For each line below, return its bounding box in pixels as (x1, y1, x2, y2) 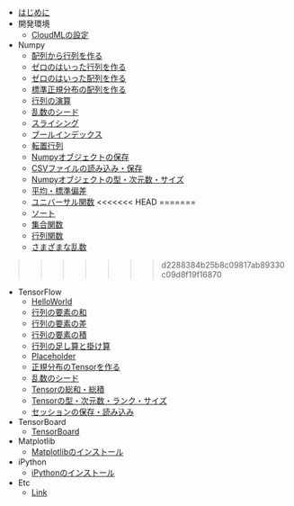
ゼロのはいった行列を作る (31, 61, 127, 72)
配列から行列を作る (31, 50, 103, 60)
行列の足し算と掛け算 (31, 340, 111, 351)
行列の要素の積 (31, 330, 87, 339)
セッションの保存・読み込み (31, 407, 135, 417)
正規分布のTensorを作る (31, 362, 121, 372)
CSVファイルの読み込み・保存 (31, 163, 143, 173)
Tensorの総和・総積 (31, 384, 105, 394)
